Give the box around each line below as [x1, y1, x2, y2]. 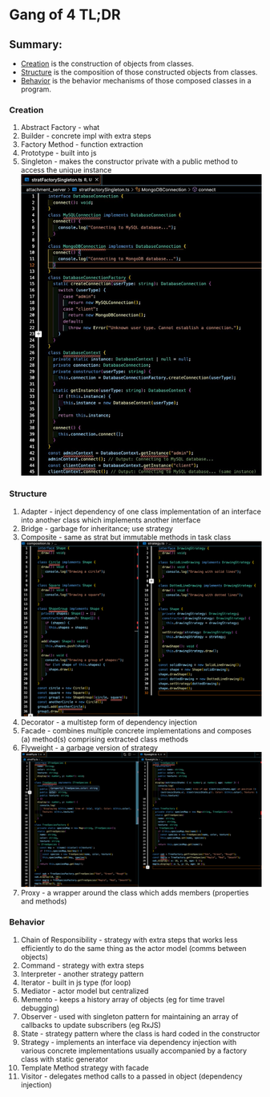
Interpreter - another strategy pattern [20, 969, 144, 978]
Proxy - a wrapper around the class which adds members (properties [20, 888, 249, 898]
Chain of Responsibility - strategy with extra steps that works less [20, 935, 239, 945]
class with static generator [20, 1054, 109, 1064]
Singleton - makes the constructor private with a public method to [20, 156, 239, 166]
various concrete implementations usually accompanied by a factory [20, 1046, 248, 1055]
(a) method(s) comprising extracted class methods [20, 734, 189, 744]
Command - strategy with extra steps [20, 961, 145, 970]
